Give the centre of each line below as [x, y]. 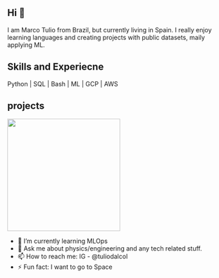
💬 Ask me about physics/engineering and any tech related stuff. [109, 249]
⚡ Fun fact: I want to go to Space [65, 267]
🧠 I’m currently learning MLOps [62, 241]
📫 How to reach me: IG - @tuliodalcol [73, 256]
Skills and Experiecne [56, 67]
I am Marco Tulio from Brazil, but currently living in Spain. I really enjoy [110, 29]
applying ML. [26, 45]
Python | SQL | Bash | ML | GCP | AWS [63, 84]
